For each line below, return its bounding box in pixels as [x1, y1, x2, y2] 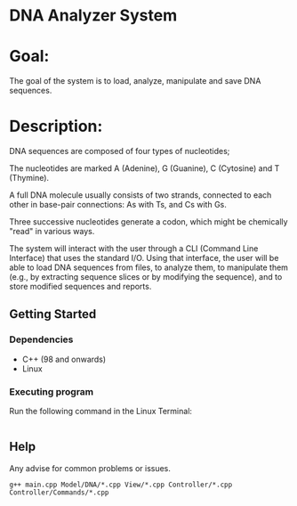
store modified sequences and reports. [9, 282, 152, 292]
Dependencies [9, 333, 74, 346]
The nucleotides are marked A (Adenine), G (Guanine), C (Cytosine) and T [9, 163, 280, 174]
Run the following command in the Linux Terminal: [9, 406, 193, 417]
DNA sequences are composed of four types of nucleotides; [9, 146, 230, 157]
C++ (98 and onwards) [21, 354, 107, 364]
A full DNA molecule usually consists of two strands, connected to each [9, 190, 272, 200]
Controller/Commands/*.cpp [9, 487, 109, 497]
